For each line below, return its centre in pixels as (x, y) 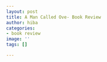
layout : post (22, 12)
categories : (21, 28)
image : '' (18, 39)
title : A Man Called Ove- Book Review (53, 17)
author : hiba (22, 22)
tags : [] (17, 45)
